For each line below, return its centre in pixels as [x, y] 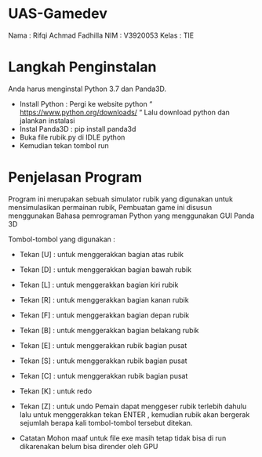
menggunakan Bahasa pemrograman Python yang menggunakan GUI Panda [131, 216]
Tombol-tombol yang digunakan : [62, 239]
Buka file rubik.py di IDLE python [72, 137]
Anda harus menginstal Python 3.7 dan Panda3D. [87, 89]
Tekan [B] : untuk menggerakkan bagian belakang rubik [109, 330]
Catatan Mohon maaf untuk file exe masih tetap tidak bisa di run [123, 438]
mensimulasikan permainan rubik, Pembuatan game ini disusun [110, 207]
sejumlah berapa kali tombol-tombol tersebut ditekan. [106, 423]
